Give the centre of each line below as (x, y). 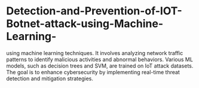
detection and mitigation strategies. (50, 78)
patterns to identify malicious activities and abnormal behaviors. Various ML (99, 59)
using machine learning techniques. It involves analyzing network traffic (95, 53)
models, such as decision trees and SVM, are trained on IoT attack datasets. (100, 66)
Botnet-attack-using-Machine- (85, 24)
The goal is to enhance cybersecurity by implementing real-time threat (93, 72)
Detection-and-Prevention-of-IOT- (94, 11)
